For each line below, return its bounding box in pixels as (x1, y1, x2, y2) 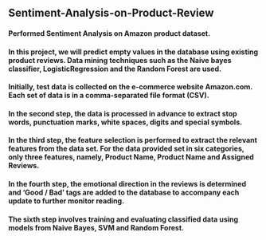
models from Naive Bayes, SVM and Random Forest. (8, 222, 185, 232)
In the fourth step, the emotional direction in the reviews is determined (8, 179, 247, 188)
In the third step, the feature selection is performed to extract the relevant (8, 136, 257, 145)
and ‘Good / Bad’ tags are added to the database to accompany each (8, 187, 240, 197)
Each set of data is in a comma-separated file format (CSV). (8, 91, 209, 100)
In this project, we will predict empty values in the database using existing (8, 47, 259, 57)
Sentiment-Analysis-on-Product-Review (8, 6, 214, 20)
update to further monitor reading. (8, 195, 125, 206)
